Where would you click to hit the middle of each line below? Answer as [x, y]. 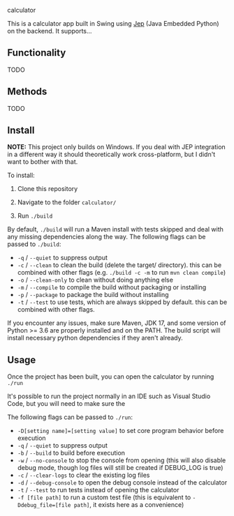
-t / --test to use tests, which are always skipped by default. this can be [122, 302]
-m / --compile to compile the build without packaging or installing [112, 287]
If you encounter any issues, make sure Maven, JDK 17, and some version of [117, 323]
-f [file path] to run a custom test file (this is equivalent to [104, 497]
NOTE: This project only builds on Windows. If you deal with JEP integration [116, 147]
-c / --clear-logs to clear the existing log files [83, 475]
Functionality [37, 53]
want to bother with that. [43, 162]
